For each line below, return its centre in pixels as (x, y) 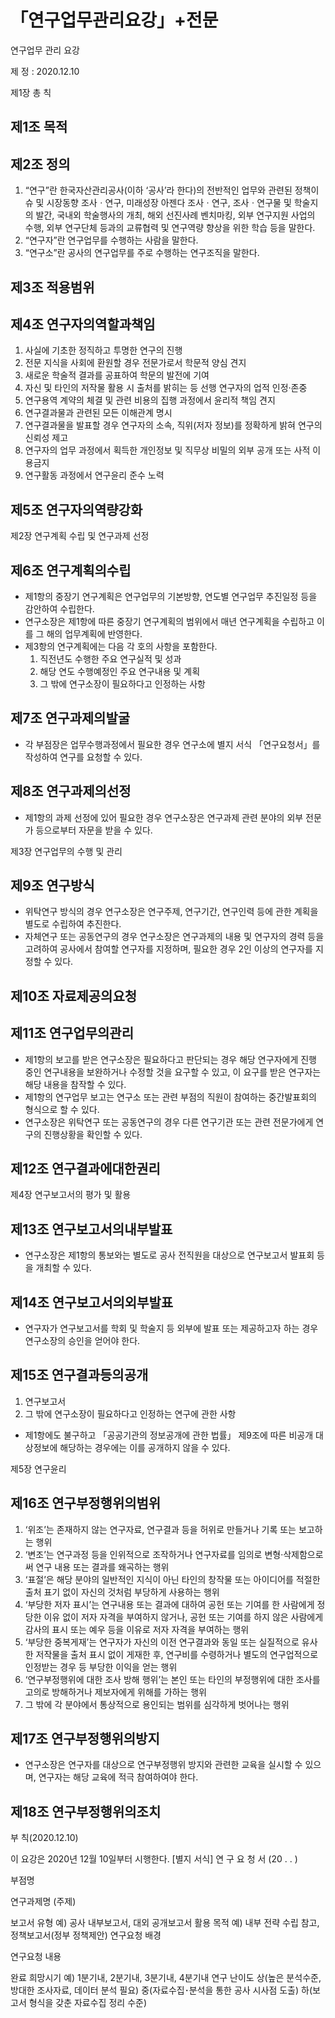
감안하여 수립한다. (59, 608)
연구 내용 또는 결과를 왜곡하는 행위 (102, 1567)
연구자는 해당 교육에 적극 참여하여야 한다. (118, 1777)
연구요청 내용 (36, 1957)
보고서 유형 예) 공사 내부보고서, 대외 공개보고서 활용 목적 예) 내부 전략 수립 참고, (165, 1923)
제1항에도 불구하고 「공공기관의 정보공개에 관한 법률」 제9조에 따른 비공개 (169, 1435)
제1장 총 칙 (31, 92)
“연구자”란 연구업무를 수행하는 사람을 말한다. (111, 240)
